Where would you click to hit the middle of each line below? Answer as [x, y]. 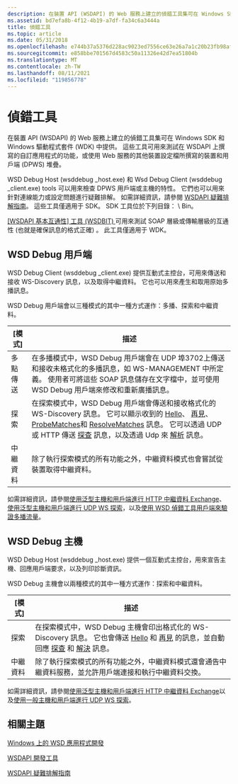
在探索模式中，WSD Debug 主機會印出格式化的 [113, 627]
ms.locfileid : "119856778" [47, 80]
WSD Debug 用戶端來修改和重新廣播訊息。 [102, 390]
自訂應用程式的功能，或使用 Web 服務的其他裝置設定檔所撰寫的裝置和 [121, 156]
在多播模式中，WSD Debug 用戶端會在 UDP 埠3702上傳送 [128, 358]
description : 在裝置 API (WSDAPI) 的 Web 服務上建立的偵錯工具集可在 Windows [116, 14]
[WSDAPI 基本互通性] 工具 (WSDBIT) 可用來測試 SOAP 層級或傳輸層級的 [112, 221]
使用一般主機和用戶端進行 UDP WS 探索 [72, 700]
